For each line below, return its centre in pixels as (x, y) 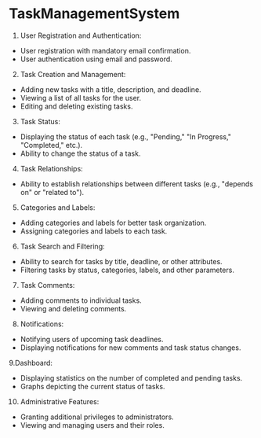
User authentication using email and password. (96, 59)
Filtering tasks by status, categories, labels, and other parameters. (127, 270)
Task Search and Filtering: (62, 246)
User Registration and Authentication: (81, 35)
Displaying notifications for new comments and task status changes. (130, 348)
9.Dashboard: (31, 363)
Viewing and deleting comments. (73, 308)
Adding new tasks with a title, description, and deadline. (111, 89)
